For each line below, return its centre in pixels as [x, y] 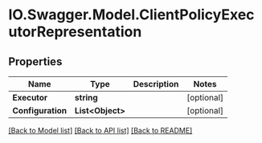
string [86, 98]
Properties [35, 61]
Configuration [40, 110]
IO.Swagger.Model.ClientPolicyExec [131, 15]
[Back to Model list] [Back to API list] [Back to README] [100, 131]
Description [156, 84]
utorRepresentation [75, 32]
